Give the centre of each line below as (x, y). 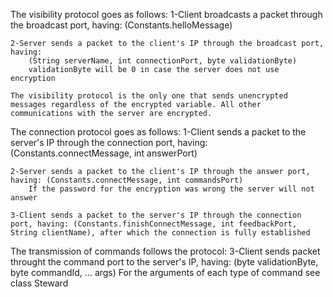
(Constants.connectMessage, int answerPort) (104, 153)
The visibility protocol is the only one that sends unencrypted (149, 96)
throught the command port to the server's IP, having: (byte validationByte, (164, 262)
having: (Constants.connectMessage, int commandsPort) (127, 180)
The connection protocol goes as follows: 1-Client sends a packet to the (158, 132)
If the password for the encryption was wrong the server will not (171, 189)
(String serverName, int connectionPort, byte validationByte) (163, 61)
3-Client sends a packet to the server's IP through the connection (156, 215)
